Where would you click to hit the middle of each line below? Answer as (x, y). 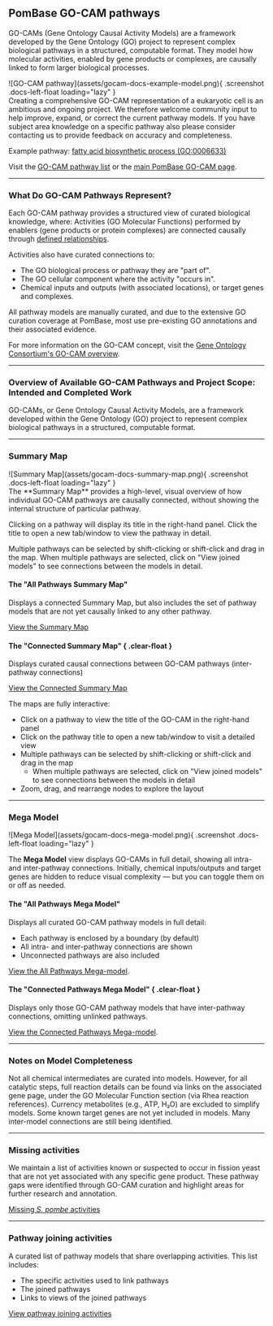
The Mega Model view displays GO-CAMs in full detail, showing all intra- (130, 859)
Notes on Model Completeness (71, 1060)
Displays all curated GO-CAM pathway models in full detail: (107, 922)
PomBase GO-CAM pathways (84, 13)
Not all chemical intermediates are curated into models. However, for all (128, 1078)
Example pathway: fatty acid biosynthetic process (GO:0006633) (117, 150)
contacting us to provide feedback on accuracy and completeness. (121, 135)
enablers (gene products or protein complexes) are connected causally (127, 230)
